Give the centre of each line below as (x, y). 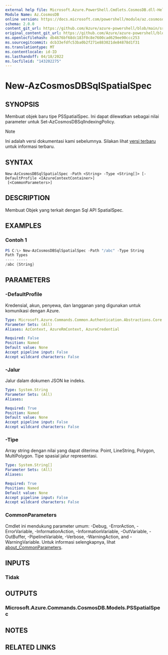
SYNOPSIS (22, 104)
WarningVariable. (23, 542)
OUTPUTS (21, 594)
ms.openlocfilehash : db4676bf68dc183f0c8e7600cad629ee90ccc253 (72, 38)
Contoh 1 (16, 240)
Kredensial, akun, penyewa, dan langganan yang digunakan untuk (73, 305)
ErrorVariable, (19, 531)
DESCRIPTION (27, 198)
